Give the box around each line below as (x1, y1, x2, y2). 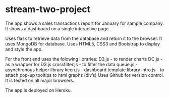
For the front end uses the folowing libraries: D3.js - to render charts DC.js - (5, 56, 163, 62)
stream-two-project (5, 4, 91, 15)
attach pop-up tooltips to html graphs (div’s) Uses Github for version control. (5, 72, 164, 78)
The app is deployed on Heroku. (5, 87, 72, 93)
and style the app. (5, 46, 43, 52)
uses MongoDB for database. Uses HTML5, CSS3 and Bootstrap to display (5, 40, 160, 46)
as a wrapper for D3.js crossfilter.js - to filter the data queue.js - (5, 61, 138, 67)
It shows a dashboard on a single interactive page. (5, 25, 110, 31)
